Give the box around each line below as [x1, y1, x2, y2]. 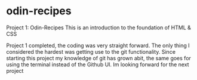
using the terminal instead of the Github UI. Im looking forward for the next [6, 61, 189, 68]
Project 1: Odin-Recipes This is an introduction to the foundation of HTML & [6, 24, 191, 31]
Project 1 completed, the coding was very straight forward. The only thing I [6, 42, 190, 49]
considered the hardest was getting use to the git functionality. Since [6, 48, 176, 55]
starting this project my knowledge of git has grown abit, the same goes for [6, 54, 191, 61]
